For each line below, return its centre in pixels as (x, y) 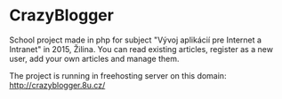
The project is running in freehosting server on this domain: (118, 75)
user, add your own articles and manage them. (94, 58)
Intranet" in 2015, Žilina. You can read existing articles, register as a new (141, 49)
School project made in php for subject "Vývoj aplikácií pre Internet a (136, 40)
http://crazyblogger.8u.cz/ (57, 85)
